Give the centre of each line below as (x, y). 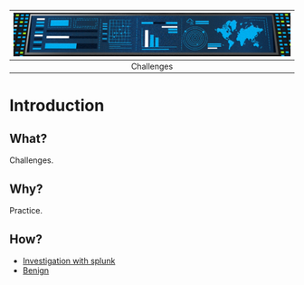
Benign (36, 270)
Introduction (57, 105)
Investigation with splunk (69, 261)
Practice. (26, 211)
